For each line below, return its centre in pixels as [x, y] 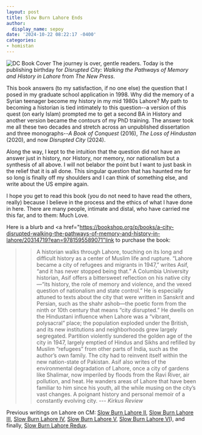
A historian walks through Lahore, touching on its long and [110, 252]
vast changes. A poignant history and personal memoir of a [111, 394]
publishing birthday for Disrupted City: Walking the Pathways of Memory [97, 69]
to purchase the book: [143, 240]
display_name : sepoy [38, 29]
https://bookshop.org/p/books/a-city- [127, 227]
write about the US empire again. [48, 184]
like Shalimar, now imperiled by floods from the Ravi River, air [113, 375]
